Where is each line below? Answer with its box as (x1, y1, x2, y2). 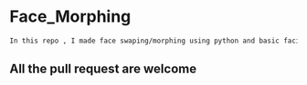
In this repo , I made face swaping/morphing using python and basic (9, 36, 281, 45)
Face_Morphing (9, 6, 132, 27)
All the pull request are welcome (9, 61, 197, 77)
